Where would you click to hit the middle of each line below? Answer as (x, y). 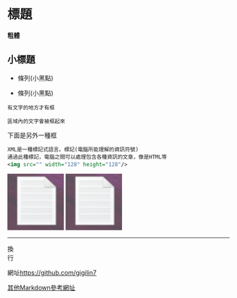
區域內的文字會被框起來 (36, 121)
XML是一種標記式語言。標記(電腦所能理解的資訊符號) (73, 149)
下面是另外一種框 (32, 135)
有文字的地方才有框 (31, 107)
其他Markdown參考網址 (41, 288)
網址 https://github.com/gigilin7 (52, 273)
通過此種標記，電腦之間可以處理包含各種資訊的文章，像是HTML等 (87, 157)
